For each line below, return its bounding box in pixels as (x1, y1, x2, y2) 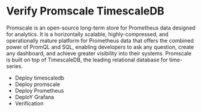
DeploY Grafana (14, 93, 55, 101)
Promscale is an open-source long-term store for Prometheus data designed (6, 24, 196, 31)
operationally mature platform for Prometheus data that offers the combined (6, 37, 194, 44)
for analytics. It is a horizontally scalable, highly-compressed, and (6, 30, 169, 37)
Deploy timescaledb (14, 74, 65, 81)
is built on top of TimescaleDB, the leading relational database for (6, 56, 168, 63)
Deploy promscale (14, 80, 61, 88)
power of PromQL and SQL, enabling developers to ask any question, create (6, 43, 194, 51)
